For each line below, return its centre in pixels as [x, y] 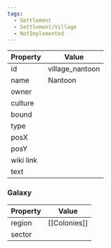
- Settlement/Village [45, 27]
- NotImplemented [39, 33]
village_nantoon [74, 69]
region [21, 223]
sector [21, 234]
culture [22, 103]
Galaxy [20, 192]
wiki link [24, 160]
